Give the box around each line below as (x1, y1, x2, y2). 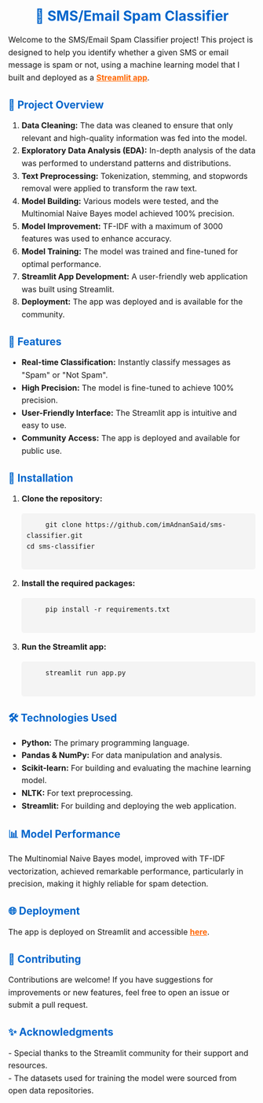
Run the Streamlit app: (21, 641, 107, 652)
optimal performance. (21, 258, 102, 269)
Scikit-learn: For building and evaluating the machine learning (21, 762, 251, 773)
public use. (21, 445, 63, 456)
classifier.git (26, 531, 83, 540)
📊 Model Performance (8, 827, 121, 841)
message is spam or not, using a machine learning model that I (8, 59, 240, 70)
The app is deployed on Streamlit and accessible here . (8, 926, 210, 937)
